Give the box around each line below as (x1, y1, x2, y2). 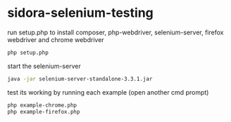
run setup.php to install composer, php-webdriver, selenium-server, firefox (7, 28, 224, 36)
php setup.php (7, 49, 49, 56)
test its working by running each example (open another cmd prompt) (7, 88, 209, 96)
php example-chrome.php (7, 102, 77, 109)
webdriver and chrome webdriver (7, 35, 104, 43)
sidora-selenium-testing (7, 5, 154, 21)
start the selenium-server (7, 62, 81, 70)
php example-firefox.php (7, 108, 80, 115)
